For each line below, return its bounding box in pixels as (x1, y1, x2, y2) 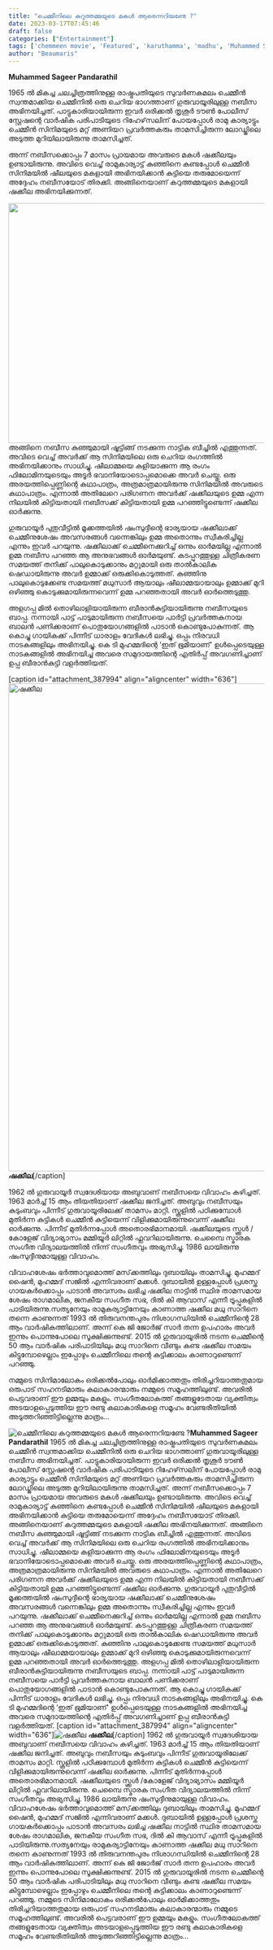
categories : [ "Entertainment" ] (8, 34, 115, 43)
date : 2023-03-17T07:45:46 (8, 20, 100, 28)
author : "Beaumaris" (8, 50, 79, 58)
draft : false (8, 27, 53, 35)
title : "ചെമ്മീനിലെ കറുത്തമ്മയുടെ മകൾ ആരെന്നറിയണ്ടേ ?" (8, 11, 197, 20)
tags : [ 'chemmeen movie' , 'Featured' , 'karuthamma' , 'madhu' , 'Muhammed (8, 42, 260, 50)
